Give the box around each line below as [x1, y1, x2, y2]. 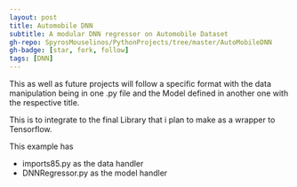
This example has [9, 141, 74, 152]
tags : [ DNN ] [9, 54, 53, 63]
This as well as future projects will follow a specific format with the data [9, 79, 271, 89]
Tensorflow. [9, 124, 52, 134]
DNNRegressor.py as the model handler [21, 168, 168, 178]
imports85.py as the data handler [21, 159, 144, 168]
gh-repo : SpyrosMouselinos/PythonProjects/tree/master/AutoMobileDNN [9, 37, 273, 47]
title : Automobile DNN [9, 21, 93, 30]
